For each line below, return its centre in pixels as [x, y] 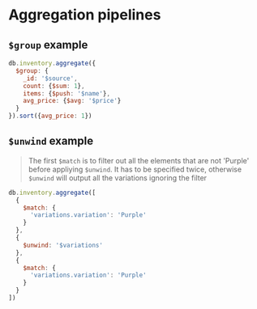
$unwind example [51, 141]
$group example [48, 45]
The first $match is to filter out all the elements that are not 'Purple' [139, 160]
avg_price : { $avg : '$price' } [72, 101]
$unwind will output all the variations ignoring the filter [118, 178]
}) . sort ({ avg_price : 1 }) [50, 116]
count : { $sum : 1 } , [54, 86]
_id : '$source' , [51, 78]
